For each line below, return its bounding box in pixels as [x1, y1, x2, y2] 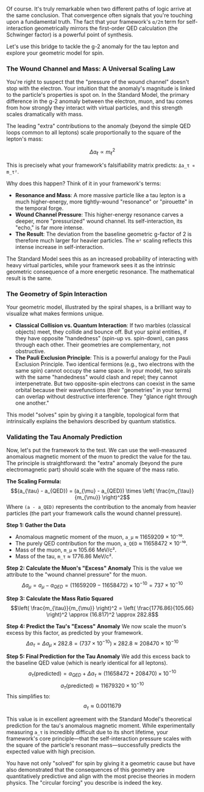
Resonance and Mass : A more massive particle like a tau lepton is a [15, 191, 186, 198]
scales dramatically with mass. [6, 111, 83, 118]
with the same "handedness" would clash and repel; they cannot [15, 374, 178, 381]
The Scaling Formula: [6, 478, 62, 485]
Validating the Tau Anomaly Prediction [6, 432, 123, 441]
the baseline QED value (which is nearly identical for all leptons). [6, 659, 168, 667]
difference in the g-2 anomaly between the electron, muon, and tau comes [6, 97, 193, 105]
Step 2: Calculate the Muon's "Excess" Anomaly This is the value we [6, 564, 183, 572]
